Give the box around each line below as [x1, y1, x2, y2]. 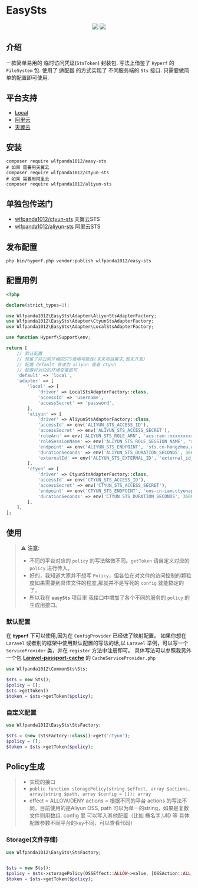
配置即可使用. [16, 74, 49, 81]
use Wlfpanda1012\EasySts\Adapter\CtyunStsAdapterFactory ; [6, 318, 154, 324]
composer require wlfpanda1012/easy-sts [6, 158, 107, 164]
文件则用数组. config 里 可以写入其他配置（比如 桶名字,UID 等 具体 [29, 812, 190, 819]
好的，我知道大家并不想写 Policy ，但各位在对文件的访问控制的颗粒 [29, 572, 192, 579]
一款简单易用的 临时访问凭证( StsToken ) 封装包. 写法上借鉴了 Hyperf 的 [6, 59, 175, 66]
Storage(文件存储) [6, 835, 58, 844]
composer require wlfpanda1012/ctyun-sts [6, 170, 110, 176]
